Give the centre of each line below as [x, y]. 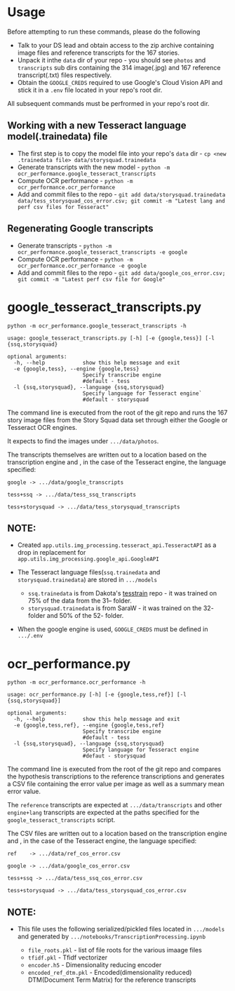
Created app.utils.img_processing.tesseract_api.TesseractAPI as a [117, 545]
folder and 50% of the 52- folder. [76, 616]
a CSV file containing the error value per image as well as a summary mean [116, 784]
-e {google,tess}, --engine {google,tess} [76, 369]
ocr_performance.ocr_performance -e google [82, 266]
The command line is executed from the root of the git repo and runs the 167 [117, 412]
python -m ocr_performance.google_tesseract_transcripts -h [97, 326]
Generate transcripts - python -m [65, 245]
